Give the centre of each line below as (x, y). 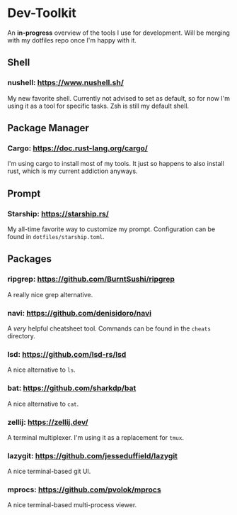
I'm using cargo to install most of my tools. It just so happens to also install (116, 164)
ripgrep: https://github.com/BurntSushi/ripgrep (91, 279)
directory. (21, 336)
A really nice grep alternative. (50, 294)
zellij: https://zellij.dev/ (48, 422)
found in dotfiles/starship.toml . (56, 237)
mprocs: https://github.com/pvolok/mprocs (84, 489)
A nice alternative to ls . (41, 370)
